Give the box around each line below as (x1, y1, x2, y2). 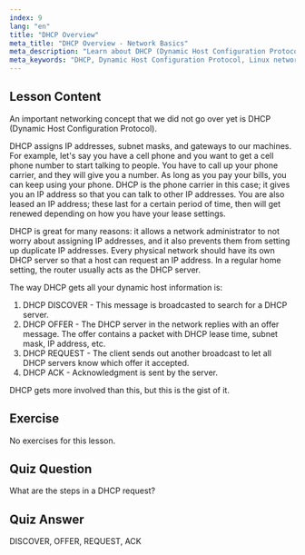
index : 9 (9, 13, 43, 23)
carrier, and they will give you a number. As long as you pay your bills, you (9, 169, 288, 180)
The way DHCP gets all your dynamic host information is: (9, 282, 223, 292)
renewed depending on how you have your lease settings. (9, 208, 226, 219)
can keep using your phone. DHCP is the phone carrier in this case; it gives (9, 179, 290, 190)
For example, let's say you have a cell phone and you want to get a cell (9, 150, 274, 161)
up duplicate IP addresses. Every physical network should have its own (9, 244, 275, 255)
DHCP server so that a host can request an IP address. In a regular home (9, 254, 281, 265)
